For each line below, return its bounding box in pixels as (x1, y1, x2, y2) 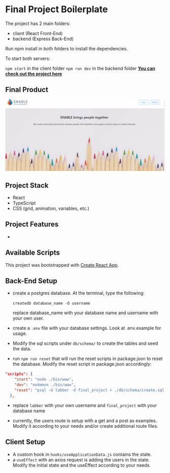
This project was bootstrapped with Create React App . (5, 262, 119, 268)
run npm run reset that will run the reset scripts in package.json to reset (12, 355, 163, 362)
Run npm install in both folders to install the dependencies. (5, 45, 128, 51)
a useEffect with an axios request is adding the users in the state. (12, 457, 150, 463)
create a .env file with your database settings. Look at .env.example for (12, 325, 161, 331)
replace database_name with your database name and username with (12, 310, 159, 316)
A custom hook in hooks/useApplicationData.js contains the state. (12, 451, 152, 457)
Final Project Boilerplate (5, 4, 108, 15)
